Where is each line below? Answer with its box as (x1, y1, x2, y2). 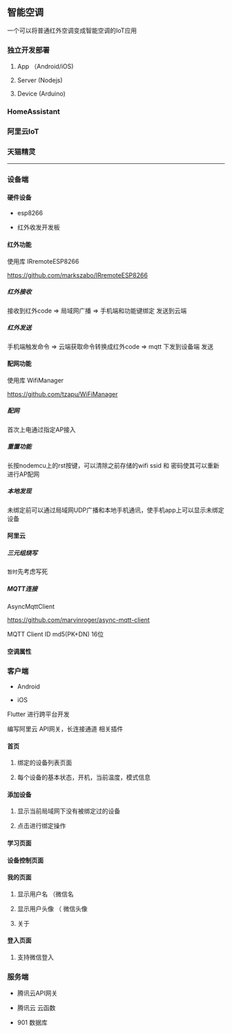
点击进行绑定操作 (17, 822, 66, 830)
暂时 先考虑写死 (7, 567, 48, 576)
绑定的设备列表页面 (17, 758, 72, 767)
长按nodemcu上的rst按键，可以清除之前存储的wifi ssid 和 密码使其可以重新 (7, 461, 220, 469)
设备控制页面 (7, 856, 43, 864)
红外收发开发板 (17, 223, 60, 232)
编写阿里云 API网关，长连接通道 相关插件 (7, 725, 124, 733)
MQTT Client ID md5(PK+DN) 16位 (7, 630, 104, 639)
